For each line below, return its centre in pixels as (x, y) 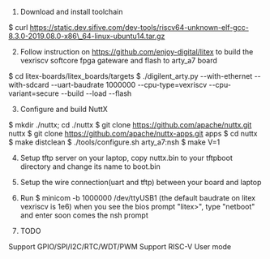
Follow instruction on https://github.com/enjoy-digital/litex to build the (137, 52)
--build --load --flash (96, 93)
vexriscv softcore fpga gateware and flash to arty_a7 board (118, 60)
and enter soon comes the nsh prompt (84, 215)
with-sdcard (29, 85)
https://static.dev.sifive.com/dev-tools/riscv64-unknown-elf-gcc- (139, 27)
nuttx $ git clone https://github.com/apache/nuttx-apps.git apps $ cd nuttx (133, 134)
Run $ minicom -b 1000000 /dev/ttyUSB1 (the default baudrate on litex (138, 198)
